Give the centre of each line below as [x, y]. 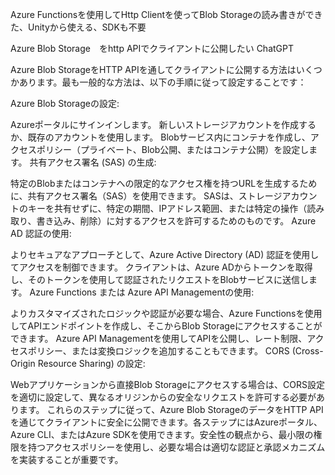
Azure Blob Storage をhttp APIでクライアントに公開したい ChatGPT [152, 48]
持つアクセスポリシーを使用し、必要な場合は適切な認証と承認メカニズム [176, 447]
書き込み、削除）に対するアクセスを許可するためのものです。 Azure [176, 221]
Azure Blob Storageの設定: [65, 103]
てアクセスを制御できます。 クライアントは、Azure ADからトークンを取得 [161, 267]
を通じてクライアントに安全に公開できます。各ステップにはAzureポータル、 [166, 422]
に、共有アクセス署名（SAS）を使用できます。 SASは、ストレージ [146, 196]
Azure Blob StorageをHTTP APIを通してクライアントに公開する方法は [153, 69]
